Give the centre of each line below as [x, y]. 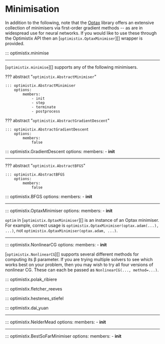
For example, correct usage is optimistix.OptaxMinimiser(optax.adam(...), [82, 225]
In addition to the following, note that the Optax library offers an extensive [80, 23]
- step [38, 103]
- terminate [43, 107]
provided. [15, 43]
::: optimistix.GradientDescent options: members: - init [60, 151]
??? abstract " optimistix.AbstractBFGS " [45, 165]
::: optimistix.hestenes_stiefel [34, 298]
